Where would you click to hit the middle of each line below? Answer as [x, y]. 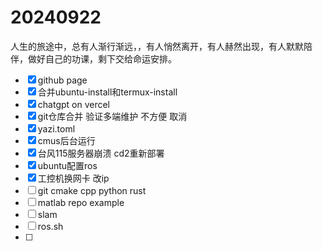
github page [62, 80]
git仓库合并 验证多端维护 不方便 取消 [112, 116]
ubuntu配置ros [67, 165]
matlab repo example [81, 202]
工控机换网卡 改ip [73, 178]
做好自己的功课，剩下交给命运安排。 [102, 58]
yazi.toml [56, 128]
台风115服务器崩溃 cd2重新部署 [101, 153]
